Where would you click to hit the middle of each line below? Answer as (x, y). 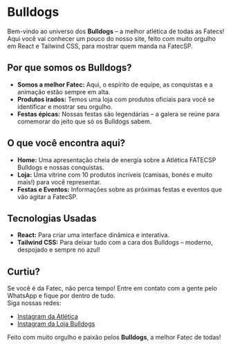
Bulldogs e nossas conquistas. (61, 167)
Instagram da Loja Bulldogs (56, 324)
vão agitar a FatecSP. (47, 197)
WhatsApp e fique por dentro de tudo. (61, 296)
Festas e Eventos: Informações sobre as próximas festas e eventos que (120, 189)
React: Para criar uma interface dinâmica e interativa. (93, 235)
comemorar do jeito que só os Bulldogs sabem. (84, 121)
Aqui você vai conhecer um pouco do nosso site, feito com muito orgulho (112, 38)
